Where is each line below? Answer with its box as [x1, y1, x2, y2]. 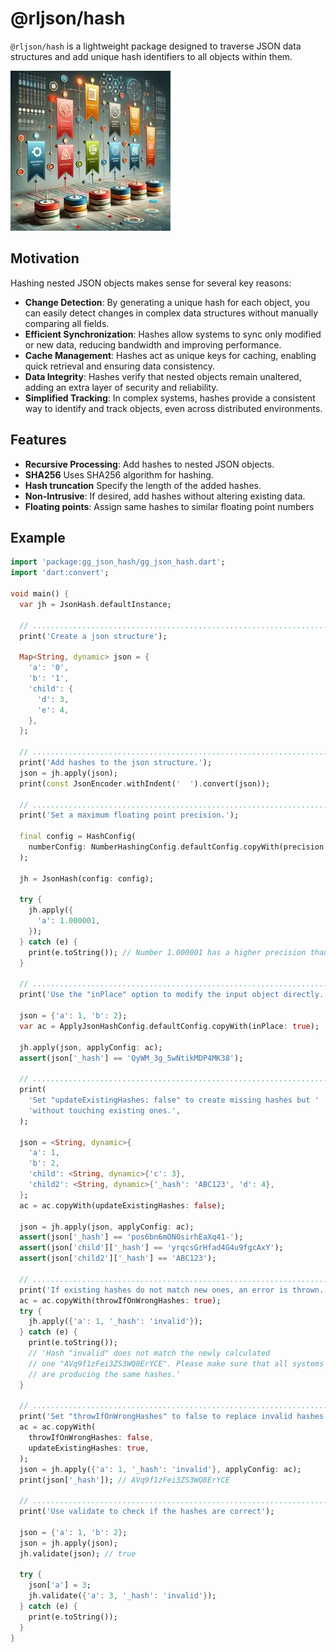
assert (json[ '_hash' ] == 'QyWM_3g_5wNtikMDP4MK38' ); [19, 1053, 244, 1063]
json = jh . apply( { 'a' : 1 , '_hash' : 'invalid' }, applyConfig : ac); [19, 1464, 302, 1474]
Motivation [10, 250, 80, 267]
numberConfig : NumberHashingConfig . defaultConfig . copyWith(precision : [28, 842, 329, 852]
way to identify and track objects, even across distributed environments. [24, 402, 323, 414]
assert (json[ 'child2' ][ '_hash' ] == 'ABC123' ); [19, 1253, 217, 1264]
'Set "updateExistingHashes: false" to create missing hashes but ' [28, 1095, 320, 1105]
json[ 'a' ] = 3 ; [28, 1580, 92, 1591]
